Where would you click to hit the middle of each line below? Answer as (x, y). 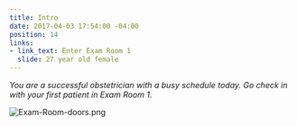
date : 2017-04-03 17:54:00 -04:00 (74, 26)
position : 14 (34, 34)
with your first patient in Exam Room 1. (81, 94)
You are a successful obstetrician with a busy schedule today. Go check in (148, 85)
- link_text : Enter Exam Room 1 (70, 51)
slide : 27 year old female (68, 59)
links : (22, 43)
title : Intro (34, 18)
